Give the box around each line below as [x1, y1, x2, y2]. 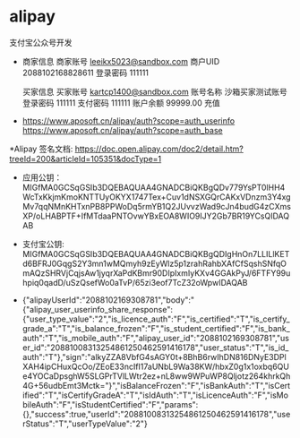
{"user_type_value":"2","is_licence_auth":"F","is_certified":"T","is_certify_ [21, 313, 290, 324]
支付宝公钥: [21, 238, 64, 249]
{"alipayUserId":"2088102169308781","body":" [21, 294, 195, 305]
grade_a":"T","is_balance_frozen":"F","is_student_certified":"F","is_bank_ [21, 322, 291, 333]
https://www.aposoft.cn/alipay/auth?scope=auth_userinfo [21, 115, 236, 126]
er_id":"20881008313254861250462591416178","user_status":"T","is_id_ [21, 342, 289, 353]
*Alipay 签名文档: [9, 143, 73, 154]
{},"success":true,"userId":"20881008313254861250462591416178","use [21, 408, 291, 419]
